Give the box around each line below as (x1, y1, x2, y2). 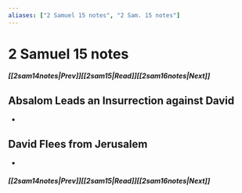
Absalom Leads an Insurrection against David (8, 94, 235, 107)
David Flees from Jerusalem (8, 138, 148, 151)
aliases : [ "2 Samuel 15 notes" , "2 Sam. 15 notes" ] (8, 11, 180, 20)
